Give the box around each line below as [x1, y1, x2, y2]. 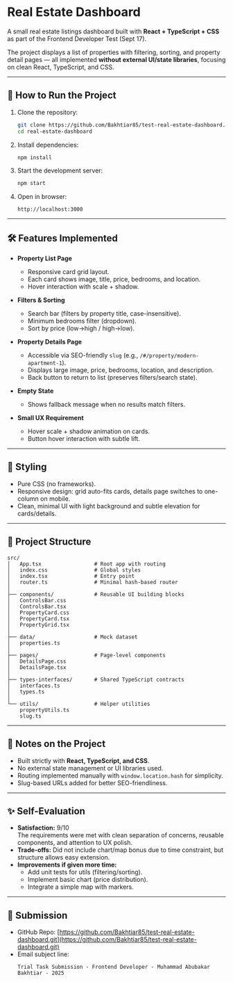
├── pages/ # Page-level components [7, 652, 166, 659]
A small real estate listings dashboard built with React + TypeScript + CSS [7, 27, 220, 35]
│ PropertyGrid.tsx [7, 621, 70, 628]
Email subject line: [17, 950, 69, 958]
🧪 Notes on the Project [7, 738, 106, 750]
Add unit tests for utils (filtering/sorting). [27, 868, 143, 876]
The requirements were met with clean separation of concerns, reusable [17, 831, 224, 839]
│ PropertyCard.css [7, 609, 70, 616]
